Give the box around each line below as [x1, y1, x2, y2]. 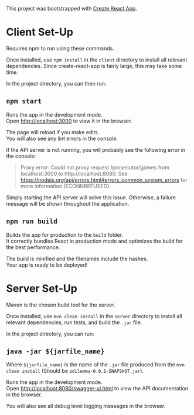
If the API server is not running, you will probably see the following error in [6, 146, 186, 153]
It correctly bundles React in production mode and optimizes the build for [6, 237, 183, 244]
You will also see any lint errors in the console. [6, 135, 118, 142]
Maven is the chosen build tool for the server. [6, 301, 115, 308]
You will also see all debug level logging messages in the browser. [6, 403, 166, 410]
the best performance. [6, 243, 60, 251]
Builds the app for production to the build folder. [6, 231, 124, 238]
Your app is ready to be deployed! [6, 261, 88, 268]
